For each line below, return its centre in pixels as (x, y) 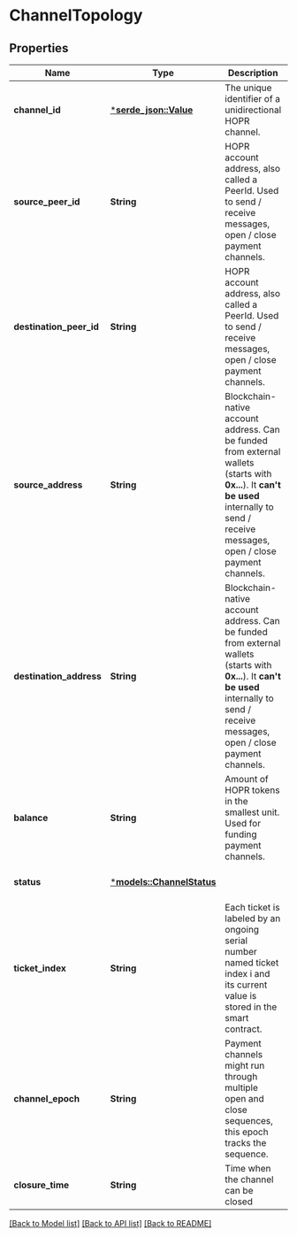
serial (236, 941)
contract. (244, 1029)
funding (241, 834)
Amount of (247, 779)
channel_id (38, 110)
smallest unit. (252, 812)
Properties (39, 48)
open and (245, 1099)
